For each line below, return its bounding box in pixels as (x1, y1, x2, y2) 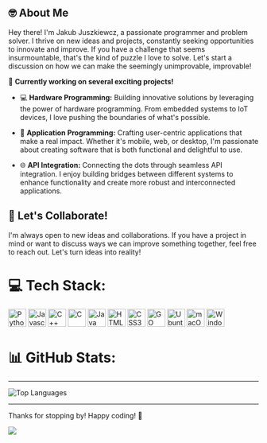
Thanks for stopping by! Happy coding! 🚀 (8, 410, 143, 420)
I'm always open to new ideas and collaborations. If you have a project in (8, 230, 246, 239)
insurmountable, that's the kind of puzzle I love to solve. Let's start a (8, 52, 233, 62)
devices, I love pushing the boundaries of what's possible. (19, 112, 211, 122)
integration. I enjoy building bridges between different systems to (19, 169, 234, 178)
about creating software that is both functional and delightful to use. (19, 145, 243, 154)
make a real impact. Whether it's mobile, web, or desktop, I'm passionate (19, 136, 259, 146)
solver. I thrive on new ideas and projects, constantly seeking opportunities (8, 36, 254, 45)
